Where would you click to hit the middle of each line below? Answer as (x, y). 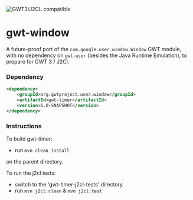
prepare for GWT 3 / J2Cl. (38, 61)
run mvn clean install (42, 150)
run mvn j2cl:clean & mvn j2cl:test (58, 191)
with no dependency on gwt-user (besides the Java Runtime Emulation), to (97, 55)
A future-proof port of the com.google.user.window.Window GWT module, (94, 49)
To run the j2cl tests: (31, 173)
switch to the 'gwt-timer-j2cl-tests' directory (68, 184)
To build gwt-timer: (29, 139)
